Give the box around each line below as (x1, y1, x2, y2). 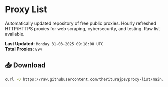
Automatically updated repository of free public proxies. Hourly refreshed (5, 20, 156, 26)
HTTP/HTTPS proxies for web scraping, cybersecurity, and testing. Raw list (5, 25, 160, 31)
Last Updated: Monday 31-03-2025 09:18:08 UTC (5, 40, 103, 46)
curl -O (5, 77, 21, 82)
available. (5, 31, 25, 37)
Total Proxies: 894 (5, 46, 42, 52)
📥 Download (5, 61, 46, 70)
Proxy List (5, 4, 47, 15)
